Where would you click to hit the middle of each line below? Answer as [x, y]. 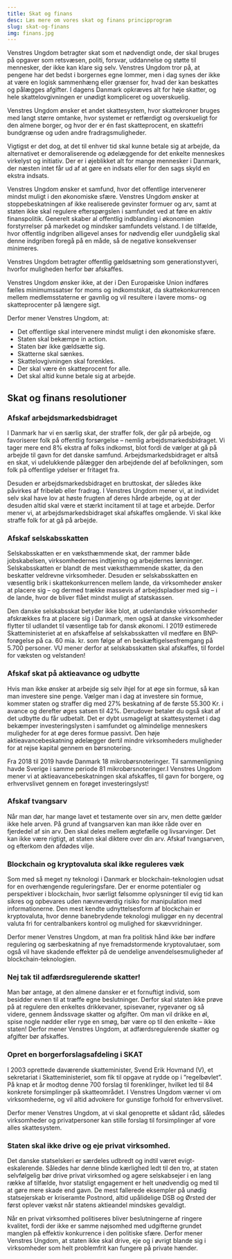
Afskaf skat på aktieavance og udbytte [74, 674]
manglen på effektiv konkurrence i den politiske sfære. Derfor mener [105, 1233]
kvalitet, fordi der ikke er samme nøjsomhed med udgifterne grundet [105, 1226]
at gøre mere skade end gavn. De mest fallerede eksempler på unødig [107, 1190]
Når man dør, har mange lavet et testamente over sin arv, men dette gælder [115, 816]
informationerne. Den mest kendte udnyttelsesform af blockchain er [104, 909]
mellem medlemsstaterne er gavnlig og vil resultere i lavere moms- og [107, 298]
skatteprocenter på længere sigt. [54, 305]
